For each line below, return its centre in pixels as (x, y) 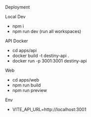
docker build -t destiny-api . (41, 56)
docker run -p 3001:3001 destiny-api (49, 61)
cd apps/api (24, 50)
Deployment (18, 7)
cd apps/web (26, 80)
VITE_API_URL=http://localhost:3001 (49, 109)
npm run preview (29, 90)
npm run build (26, 85)
